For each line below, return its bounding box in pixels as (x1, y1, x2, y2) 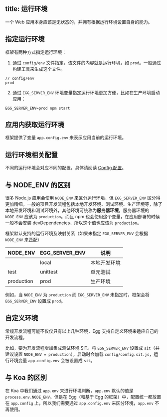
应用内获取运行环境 (5, 121, 64, 129)
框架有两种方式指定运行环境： (5, 49, 66, 55)
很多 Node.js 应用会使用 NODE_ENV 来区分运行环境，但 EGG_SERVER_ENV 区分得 (5, 195, 161, 201)
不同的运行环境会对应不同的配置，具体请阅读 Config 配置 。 (5, 165, 126, 171)
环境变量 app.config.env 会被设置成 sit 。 (9, 357, 95, 363)
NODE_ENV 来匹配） (5, 237, 42, 243)
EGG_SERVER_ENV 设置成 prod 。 (5, 298, 66, 304)
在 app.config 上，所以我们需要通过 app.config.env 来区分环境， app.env (5, 400, 154, 406)
